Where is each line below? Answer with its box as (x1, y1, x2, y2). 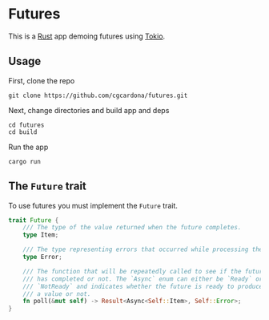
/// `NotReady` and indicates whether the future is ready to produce (22, 282, 263, 290)
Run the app (8, 142, 49, 152)
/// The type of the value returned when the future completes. (22, 224, 242, 232)
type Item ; (22, 231, 59, 239)
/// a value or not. (22, 290, 91, 298)
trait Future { (8, 216, 59, 225)
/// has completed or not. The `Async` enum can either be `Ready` (22, 274, 252, 283)
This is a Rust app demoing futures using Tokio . (8, 31, 166, 41)
